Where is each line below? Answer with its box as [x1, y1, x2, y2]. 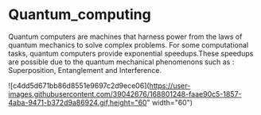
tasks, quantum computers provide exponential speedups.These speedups [8, 48, 254, 58]
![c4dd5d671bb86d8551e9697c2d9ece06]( [8, 81, 150, 90]
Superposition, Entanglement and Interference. [8, 65, 162, 75]
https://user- [149, 81, 191, 90]
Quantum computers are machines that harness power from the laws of [8, 32, 243, 41]
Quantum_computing [8, 6, 151, 24]
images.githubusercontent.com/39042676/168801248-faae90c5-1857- [8, 89, 242, 98]
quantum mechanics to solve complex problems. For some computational [8, 40, 249, 49]
